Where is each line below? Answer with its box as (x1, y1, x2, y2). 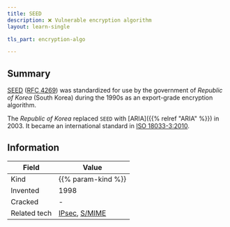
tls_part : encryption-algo (7, 36, 86, 42)
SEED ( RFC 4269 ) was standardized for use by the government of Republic (7, 86, 223, 95)
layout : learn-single (7, 23, 70, 30)
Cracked (10, 196, 39, 206)
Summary (7, 68, 51, 79)
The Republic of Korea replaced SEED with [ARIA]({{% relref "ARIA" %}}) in (7, 114, 220, 123)
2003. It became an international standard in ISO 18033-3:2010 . (7, 122, 190, 130)
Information (7, 142, 60, 154)
